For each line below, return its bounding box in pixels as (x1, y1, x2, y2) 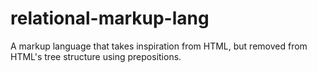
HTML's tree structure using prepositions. (10, 50, 182, 62)
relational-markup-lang (10, 7, 210, 30)
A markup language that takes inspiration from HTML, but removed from (10, 40, 308, 52)
